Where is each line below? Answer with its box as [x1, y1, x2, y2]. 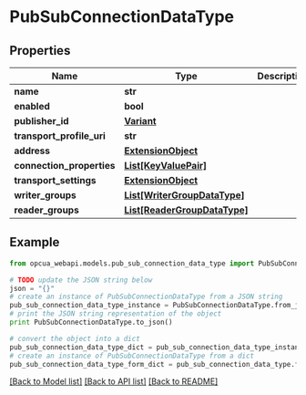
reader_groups [14, 203, 79, 216]
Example [9, 234, 60, 250]
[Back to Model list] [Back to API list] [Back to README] [9, 376, 219, 387]
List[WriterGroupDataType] [124, 189, 245, 202]
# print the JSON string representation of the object [9, 309, 222, 318]
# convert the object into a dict [9, 334, 141, 343]
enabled [14, 100, 50, 112]
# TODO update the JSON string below [9, 275, 153, 285]
